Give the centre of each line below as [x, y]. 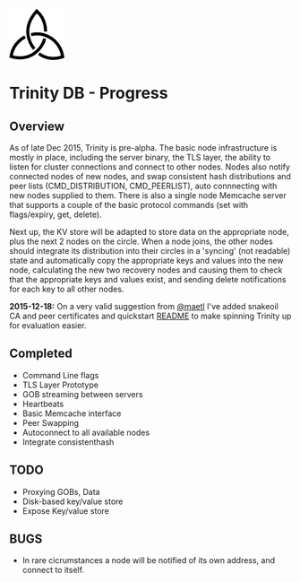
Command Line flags [60, 375]
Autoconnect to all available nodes [86, 432]
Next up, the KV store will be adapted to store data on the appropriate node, [149, 232]
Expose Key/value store [66, 510]
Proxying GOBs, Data [61, 491]
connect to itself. [53, 570]
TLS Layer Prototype [60, 385]
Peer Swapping [50, 422]
